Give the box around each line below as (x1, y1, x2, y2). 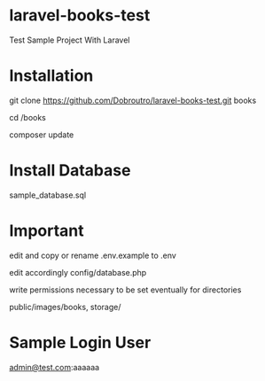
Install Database (9, 160, 131, 181)
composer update (9, 129, 74, 140)
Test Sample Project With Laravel (9, 35, 130, 45)
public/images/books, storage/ (9, 301, 121, 312)
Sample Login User (9, 332, 152, 353)
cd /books (9, 112, 46, 122)
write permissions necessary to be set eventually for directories (9, 284, 242, 295)
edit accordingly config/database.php (9, 267, 147, 277)
